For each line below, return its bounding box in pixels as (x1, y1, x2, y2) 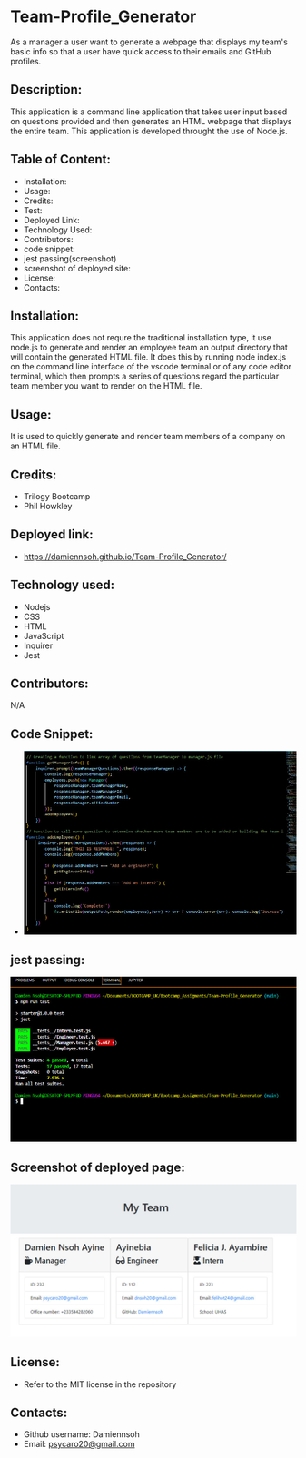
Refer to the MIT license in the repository (23, 1378, 177, 1390)
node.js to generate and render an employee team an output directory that (10, 342, 289, 353)
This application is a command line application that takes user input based (10, 106, 288, 117)
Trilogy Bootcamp (23, 491, 91, 501)
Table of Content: (10, 152, 112, 167)
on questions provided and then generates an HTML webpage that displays (10, 115, 292, 126)
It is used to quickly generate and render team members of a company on (10, 431, 286, 442)
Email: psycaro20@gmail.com (23, 1439, 135, 1450)
